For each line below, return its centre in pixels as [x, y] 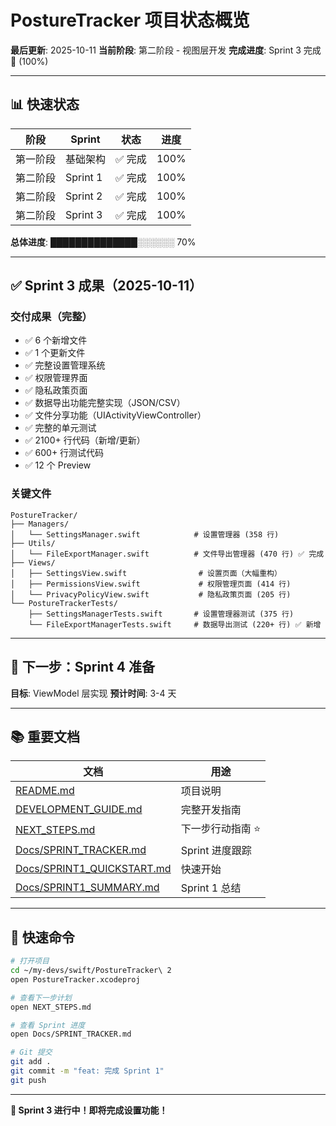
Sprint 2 [84, 196]
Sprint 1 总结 [211, 888]
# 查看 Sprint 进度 [48, 1025]
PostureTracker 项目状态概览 [130, 20]
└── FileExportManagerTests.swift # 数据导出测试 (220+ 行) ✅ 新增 [175, 624]
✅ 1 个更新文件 [55, 353]
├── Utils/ [33, 543]
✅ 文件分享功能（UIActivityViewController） [115, 415]
